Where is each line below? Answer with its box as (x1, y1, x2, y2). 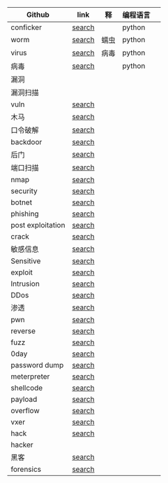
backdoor (10, 137, 43, 146)
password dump (10, 360, 64, 370)
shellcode (10, 383, 43, 393)
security (10, 186, 38, 195)
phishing (10, 209, 40, 218)
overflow (10, 406, 40, 415)
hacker (10, 440, 33, 449)
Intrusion (10, 279, 40, 288)
